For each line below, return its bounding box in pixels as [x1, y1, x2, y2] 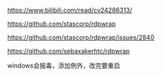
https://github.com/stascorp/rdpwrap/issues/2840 [7, 33, 154, 42]
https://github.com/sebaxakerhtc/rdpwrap [7, 47, 130, 55]
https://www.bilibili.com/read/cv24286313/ [7, 6, 132, 14]
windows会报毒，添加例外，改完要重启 [7, 61, 120, 70]
